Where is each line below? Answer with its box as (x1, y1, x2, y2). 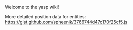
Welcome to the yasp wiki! (5, 4, 59, 10)
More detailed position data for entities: (5, 14, 86, 19)
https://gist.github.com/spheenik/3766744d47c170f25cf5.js (5, 19, 128, 25)
